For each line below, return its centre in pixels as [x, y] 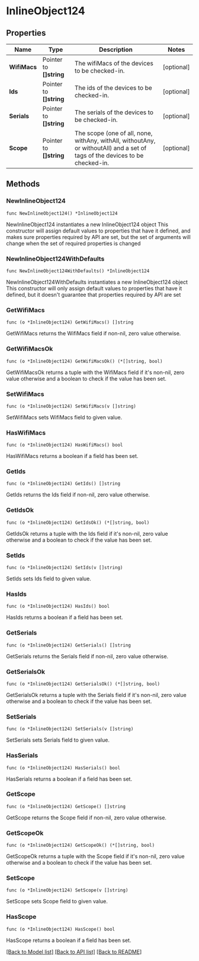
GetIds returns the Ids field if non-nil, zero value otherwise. [78, 495]
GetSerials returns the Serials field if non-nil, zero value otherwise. [87, 656]
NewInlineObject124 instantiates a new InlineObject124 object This [87, 224]
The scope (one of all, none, [113, 133]
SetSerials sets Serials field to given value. [58, 740]
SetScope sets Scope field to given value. [57, 902]
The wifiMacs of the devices [114, 63]
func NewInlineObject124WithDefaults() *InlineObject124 [78, 271]
